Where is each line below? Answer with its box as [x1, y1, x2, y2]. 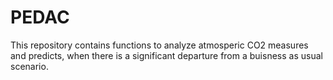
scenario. [10, 60, 49, 72]
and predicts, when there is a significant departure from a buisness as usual [10, 49, 323, 61]
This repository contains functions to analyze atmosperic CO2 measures [10, 39, 309, 51]
